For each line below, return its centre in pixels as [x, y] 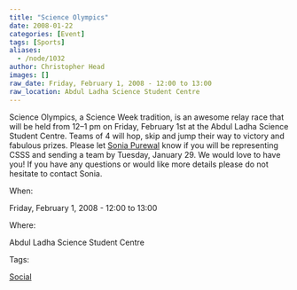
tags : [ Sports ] [37, 42]
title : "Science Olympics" [59, 17]
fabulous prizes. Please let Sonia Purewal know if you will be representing [144, 145]
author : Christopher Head [57, 67]
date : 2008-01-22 [41, 26]
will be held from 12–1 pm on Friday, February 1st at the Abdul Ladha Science [149, 126]
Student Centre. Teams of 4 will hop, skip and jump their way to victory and [147, 136]
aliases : [25, 51]
